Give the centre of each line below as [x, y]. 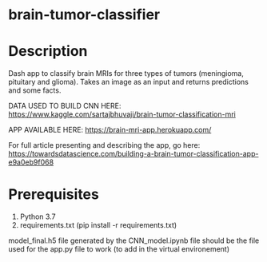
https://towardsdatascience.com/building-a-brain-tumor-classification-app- [133, 154]
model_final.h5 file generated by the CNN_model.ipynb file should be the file [134, 240]
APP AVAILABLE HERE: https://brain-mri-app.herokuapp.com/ [110, 130]
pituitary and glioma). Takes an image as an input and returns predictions [129, 82]
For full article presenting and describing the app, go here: [104, 145]
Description [48, 52]
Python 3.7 [38, 216]
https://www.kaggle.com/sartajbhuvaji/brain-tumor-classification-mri [122, 114]
